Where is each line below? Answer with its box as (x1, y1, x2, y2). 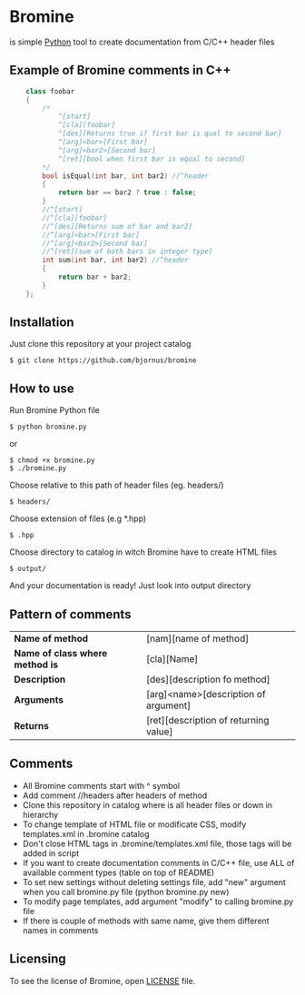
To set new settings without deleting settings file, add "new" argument (22, 876, 286, 887)
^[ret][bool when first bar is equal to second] (57, 154, 246, 163)
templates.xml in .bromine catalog (22, 828, 150, 839)
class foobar (25, 86, 75, 96)
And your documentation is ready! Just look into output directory (9, 580, 251, 591)
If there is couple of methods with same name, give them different (22, 915, 270, 926)
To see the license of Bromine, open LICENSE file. (9, 975, 196, 986)
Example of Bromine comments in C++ (9, 63, 231, 78)
